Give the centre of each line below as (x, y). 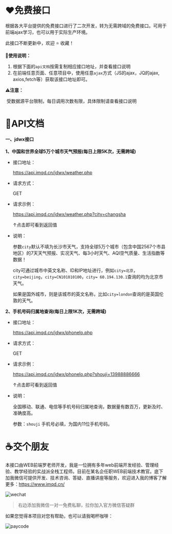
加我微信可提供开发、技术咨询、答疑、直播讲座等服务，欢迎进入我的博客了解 (86, 478)
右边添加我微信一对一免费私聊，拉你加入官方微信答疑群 (76, 505)
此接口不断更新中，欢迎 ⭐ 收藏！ (40, 43)
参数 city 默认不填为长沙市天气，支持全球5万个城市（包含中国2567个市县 (89, 247)
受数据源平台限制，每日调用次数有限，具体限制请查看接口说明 (71, 101)
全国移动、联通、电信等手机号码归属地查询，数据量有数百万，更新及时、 (89, 407)
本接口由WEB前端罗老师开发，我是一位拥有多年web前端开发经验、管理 (80, 465)
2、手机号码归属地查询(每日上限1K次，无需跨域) (56, 311)
